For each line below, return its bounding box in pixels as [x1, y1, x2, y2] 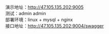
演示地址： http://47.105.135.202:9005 [5, 4, 84, 10]
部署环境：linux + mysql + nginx [5, 16, 73, 23]
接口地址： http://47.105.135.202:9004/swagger [5, 23, 104, 29]
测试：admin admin [5, 10, 46, 16]
